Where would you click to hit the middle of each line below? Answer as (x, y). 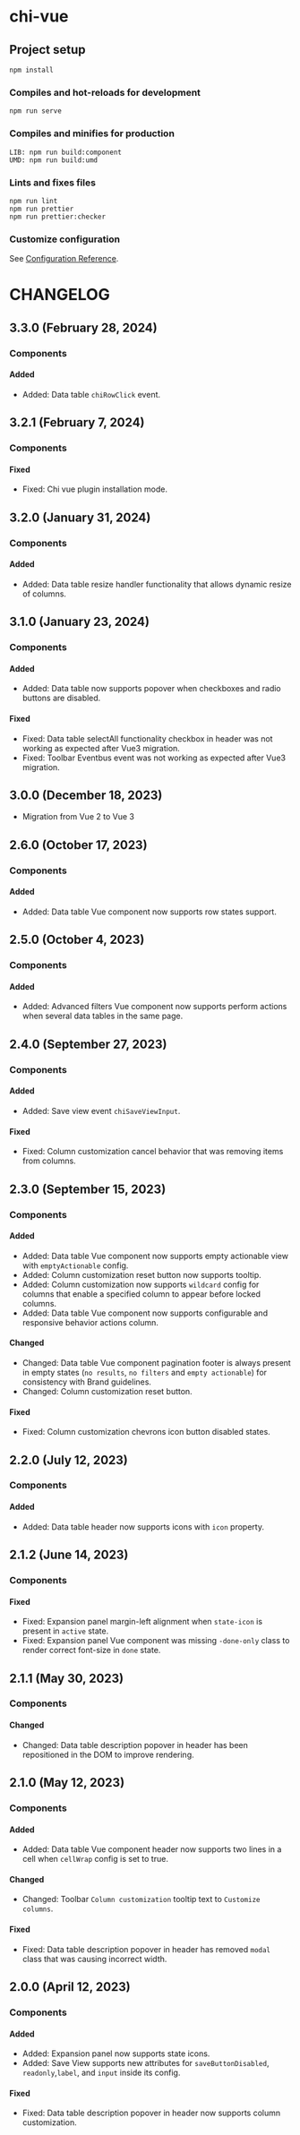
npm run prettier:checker (57, 217)
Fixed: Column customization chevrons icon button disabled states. (146, 1432)
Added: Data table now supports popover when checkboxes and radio (152, 689)
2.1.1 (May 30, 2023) (67, 1678)
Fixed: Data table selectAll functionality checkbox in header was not (147, 738)
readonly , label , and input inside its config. (101, 2073)
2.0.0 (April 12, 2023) (70, 1987)
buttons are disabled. (61, 698)
